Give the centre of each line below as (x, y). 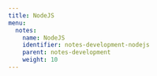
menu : (17, 23)
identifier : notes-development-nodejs (86, 45)
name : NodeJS (44, 38)
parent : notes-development (67, 52)
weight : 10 (40, 60)
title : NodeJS (32, 15)
